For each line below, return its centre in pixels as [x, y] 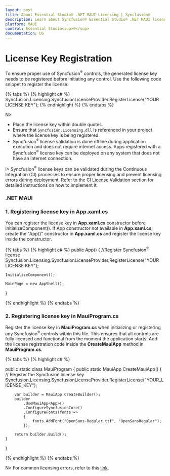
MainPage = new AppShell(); [35, 284]
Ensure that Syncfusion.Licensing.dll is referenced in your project [82, 130]
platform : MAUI [21, 24]
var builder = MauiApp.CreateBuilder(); [57, 395]
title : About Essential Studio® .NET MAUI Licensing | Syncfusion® [78, 15]
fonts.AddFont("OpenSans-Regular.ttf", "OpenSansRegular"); [97, 421]
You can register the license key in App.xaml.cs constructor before [75, 223]
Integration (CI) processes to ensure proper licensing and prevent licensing [83, 174]
